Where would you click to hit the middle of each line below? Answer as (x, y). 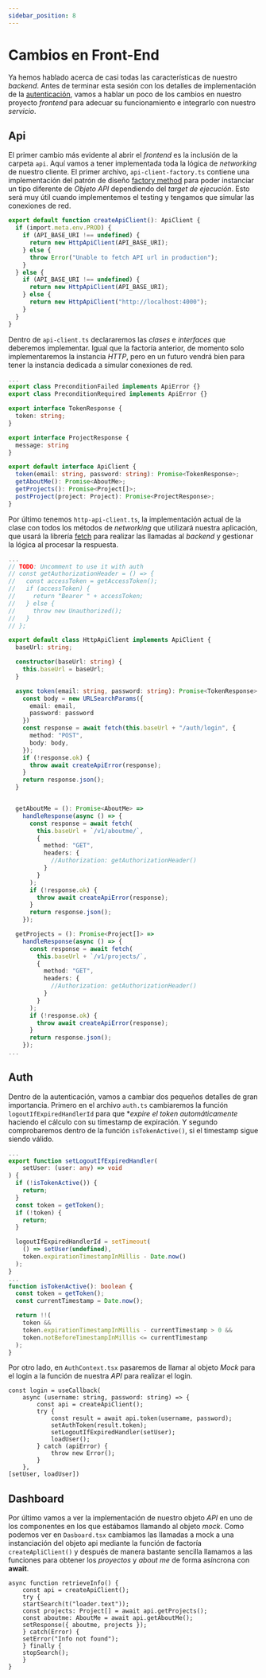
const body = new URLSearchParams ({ (83, 698)
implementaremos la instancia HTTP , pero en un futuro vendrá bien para (127, 356)
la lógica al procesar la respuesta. (64, 544)
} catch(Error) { (51, 1632)
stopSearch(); (46, 1653)
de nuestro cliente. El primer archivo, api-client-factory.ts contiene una (129, 172)
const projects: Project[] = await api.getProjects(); (115, 1611)
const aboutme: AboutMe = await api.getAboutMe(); (108, 1618)
